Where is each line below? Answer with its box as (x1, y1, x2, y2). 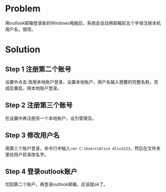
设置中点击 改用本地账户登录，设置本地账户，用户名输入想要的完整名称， (5, 79, 154, 85)
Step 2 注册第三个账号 (5, 101, 73, 110)
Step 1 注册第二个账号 (5, 65, 71, 73)
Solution (5, 44, 41, 55)
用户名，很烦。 (5, 26, 36, 32)
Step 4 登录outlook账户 (5, 167, 78, 176)
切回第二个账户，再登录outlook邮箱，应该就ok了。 (5, 182, 108, 188)
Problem (5, 3, 41, 14)
